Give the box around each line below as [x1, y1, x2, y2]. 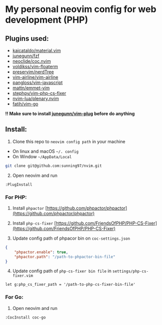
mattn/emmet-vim [12, 85, 50, 91]
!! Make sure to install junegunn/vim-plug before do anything [5, 111, 135, 117]
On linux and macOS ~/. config [12, 148, 79, 154]
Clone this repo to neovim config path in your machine [12, 138, 125, 144]
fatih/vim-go [12, 101, 39, 106]
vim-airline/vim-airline [12, 74, 59, 80]
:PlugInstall [5, 182, 33, 187]
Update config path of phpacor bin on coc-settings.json [12, 235, 130, 241]
